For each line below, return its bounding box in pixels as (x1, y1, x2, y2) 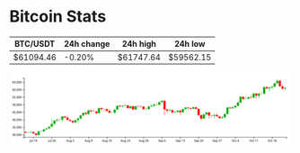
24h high (121, 39, 157, 49)
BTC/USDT (14, 39, 56, 49)
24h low (173, 39, 206, 49)
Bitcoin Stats (9, 6, 107, 27)
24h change (64, 39, 110, 49)
